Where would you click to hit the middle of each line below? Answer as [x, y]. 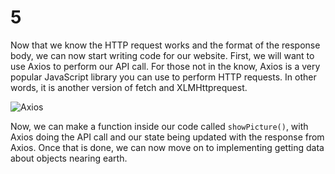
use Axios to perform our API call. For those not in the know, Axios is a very [165, 66]
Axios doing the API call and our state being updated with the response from [167, 137]
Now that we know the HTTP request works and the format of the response [165, 45]
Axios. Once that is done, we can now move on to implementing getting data [167, 147]
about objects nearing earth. [69, 158]
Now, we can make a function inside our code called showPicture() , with [159, 126]
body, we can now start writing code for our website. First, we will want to [162, 55]
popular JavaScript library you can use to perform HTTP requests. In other [163, 77]
